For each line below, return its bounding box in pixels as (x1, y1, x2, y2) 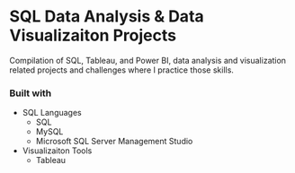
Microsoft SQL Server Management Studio (35, 136, 193, 147)
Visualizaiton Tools (22, 145, 93, 156)
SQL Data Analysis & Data (9, 6, 204, 27)
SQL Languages (22, 108, 83, 118)
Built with (9, 87, 52, 99)
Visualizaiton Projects (9, 25, 177, 46)
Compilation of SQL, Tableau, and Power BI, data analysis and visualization (9, 55, 286, 65)
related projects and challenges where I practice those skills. (9, 65, 234, 75)
